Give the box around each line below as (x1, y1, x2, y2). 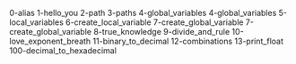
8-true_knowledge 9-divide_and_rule (93, 27, 231, 36)
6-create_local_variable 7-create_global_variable (65, 17, 244, 28)
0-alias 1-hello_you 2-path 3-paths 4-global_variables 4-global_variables (9, 8, 277, 18)
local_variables (9, 17, 65, 28)
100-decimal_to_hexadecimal (9, 45, 117, 56)
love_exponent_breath (9, 36, 91, 46)
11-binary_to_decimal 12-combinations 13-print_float (92, 36, 284, 46)
